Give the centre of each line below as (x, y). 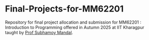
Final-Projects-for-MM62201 (64, 9)
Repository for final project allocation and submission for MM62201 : (73, 22)
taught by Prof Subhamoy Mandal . (39, 32)
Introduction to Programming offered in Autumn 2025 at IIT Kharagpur (74, 27)
